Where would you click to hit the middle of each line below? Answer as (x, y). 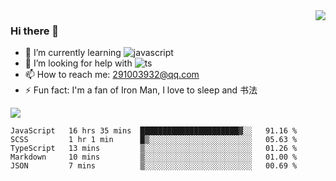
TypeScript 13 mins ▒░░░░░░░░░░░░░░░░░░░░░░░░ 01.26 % (154, 149)
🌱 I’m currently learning (73, 53)
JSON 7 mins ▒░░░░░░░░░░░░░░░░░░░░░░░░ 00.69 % (154, 166)
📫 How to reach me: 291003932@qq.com (112, 75)
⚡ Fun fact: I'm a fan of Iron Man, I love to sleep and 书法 (141, 90)
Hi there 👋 (35, 31)
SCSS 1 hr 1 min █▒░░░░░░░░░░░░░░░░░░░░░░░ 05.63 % (154, 140)
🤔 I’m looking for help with (78, 63)
